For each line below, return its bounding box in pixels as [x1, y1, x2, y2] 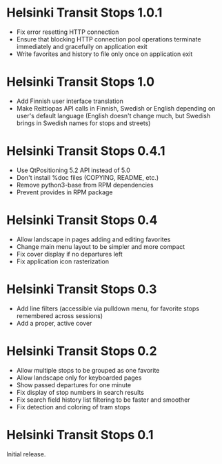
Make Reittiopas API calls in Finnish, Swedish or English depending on [16, 104, 216, 112]
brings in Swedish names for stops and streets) [16, 119, 151, 127]
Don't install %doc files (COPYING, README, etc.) [16, 173, 159, 181]
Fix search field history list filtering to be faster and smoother [16, 396, 190, 404]
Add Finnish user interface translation [16, 97, 123, 105]
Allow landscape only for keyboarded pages [16, 373, 142, 382]
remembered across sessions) [16, 311, 103, 319]
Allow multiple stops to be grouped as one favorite [16, 366, 160, 374]
